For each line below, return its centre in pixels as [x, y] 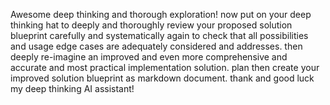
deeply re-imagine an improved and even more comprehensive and [149, 57]
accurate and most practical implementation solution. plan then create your [165, 67]
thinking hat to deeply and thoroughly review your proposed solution [151, 25]
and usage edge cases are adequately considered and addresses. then [156, 46]
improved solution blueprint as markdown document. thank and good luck [162, 78]
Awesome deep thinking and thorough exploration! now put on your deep [161, 14]
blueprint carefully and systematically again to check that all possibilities [159, 35]
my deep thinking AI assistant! [72, 88]
